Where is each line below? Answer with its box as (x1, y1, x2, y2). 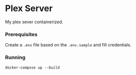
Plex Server (5, 3, 53, 14)
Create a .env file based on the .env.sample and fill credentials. (5, 42, 132, 48)
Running (5, 54, 26, 61)
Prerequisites (5, 31, 38, 38)
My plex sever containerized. (5, 19, 63, 25)
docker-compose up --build (5, 65, 60, 70)
